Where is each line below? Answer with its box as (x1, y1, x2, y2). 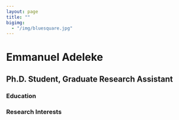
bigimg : (6, 20, 25, 25)
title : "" (6, 14, 31, 20)
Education (6, 92, 37, 100)
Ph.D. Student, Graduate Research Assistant (6, 74, 173, 84)
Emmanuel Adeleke (6, 51, 104, 64)
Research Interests (6, 108, 62, 116)
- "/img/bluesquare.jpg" (11, 25, 73, 31)
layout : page (6, 8, 39, 15)
